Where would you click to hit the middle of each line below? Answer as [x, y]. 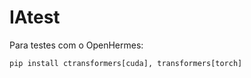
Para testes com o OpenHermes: [76, 45]
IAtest [35, 17]
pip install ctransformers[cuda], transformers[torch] [126, 63]
